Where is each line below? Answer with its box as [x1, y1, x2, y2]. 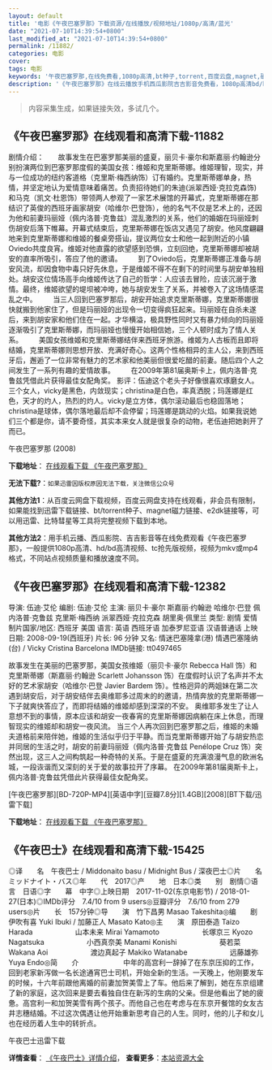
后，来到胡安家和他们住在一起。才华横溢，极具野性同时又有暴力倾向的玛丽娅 [8, 314, 264, 325]
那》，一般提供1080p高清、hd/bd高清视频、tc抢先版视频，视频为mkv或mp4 [8, 544, 258, 553]
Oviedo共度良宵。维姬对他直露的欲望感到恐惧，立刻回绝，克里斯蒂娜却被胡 [8, 244, 260, 253]
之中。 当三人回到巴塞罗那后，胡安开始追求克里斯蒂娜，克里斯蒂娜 [15, 294, 252, 305]
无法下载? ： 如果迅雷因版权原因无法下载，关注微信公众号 [8, 479, 175, 488]
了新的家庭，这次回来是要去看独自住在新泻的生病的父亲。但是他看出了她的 [8, 988, 257, 998]
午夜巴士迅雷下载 [8, 1035, 66, 1045]
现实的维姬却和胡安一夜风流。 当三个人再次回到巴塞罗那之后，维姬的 [15, 721, 244, 731]
